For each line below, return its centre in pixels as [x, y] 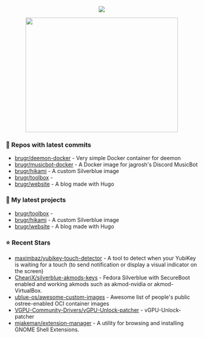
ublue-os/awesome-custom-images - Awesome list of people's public [102, 297]
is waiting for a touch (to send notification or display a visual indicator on [106, 264]
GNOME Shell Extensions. [47, 329]
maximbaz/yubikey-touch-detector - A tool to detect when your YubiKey [105, 258]
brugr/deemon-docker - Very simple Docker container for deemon [97, 158]
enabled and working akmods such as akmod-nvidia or [83, 284]
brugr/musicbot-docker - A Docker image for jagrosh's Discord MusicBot [106, 164]
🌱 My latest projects [36, 200]
